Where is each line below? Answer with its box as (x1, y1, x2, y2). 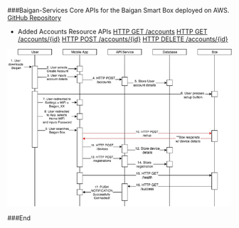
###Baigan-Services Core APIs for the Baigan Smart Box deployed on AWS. (7, 6, 230, 14)
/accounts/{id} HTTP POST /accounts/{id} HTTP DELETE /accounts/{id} (17, 35, 229, 43)
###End (7, 213, 31, 222)
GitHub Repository (7, 13, 62, 22)
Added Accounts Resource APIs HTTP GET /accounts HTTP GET (17, 28, 208, 36)
